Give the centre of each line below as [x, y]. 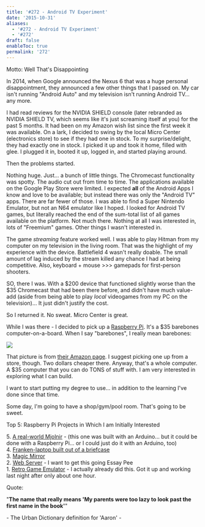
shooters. [18, 271]
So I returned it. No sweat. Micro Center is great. [67, 315]
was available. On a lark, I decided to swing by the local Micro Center [93, 132]
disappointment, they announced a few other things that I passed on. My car [103, 88]
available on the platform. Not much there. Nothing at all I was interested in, [101, 220]
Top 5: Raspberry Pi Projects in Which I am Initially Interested [83, 424]
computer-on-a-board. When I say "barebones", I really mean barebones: [99, 333]
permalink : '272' [28, 52]
